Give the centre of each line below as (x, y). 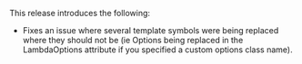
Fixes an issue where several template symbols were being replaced (151, 30)
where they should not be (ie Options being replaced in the (133, 40)
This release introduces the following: (80, 13)
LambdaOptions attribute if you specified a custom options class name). (157, 50)
